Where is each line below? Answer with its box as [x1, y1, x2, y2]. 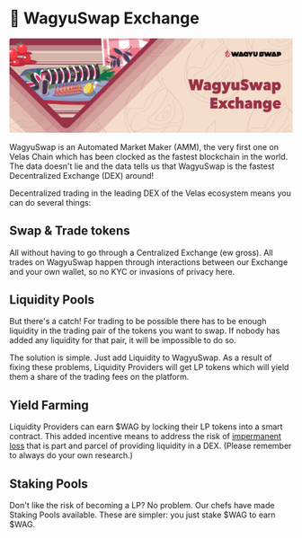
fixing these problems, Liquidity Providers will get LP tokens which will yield [9, 362, 289, 373]
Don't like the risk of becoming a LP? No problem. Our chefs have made [9, 500, 275, 511]
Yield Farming [9, 397, 90, 412]
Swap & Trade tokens [9, 224, 130, 239]
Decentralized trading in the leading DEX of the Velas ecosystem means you [9, 188, 292, 198]
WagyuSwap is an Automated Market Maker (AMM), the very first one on [9, 141, 279, 152]
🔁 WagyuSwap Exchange [9, 8, 200, 29]
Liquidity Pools [9, 292, 94, 307]
